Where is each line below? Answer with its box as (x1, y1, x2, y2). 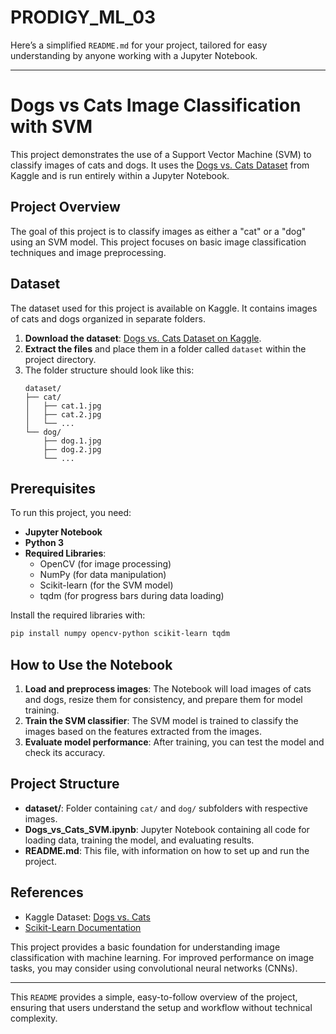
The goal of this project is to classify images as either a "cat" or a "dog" (10, 225, 307, 237)
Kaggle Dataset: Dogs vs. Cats (24, 911, 151, 923)
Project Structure (10, 776, 120, 793)
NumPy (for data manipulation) (39, 569, 167, 581)
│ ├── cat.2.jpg (24, 409, 102, 420)
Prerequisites (10, 480, 96, 497)
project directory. (24, 353, 97, 365)
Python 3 (24, 537, 65, 549)
